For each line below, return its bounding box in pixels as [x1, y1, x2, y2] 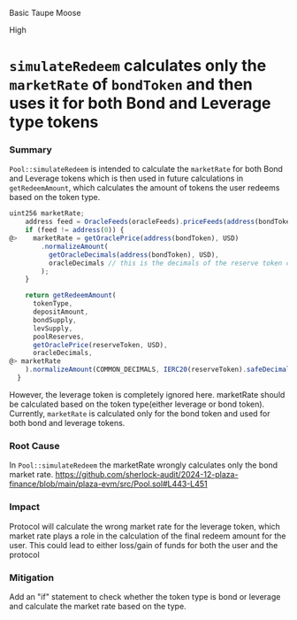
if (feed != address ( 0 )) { [25, 226, 125, 235]
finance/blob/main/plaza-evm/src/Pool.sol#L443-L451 [9, 478, 208, 490]
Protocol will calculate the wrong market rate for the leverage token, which [9, 521, 281, 531]
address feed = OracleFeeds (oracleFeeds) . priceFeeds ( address [25, 217, 255, 227]
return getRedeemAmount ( [25, 291, 117, 300]
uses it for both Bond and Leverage [9, 93, 271, 113]
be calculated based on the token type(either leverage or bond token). [9, 399, 265, 409]
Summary [9, 143, 53, 156]
